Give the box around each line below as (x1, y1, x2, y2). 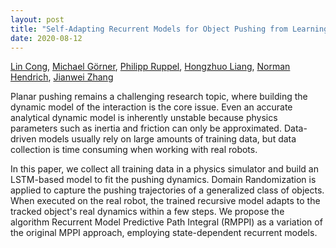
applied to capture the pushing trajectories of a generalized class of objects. (10, 184, 325, 196)
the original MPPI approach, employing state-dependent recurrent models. (10, 227, 318, 239)
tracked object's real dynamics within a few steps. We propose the (10, 206, 285, 218)
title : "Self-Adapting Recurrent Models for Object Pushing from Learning (10, 24, 329, 34)
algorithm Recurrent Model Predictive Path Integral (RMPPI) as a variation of (10, 216, 323, 228)
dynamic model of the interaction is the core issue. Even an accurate (10, 101, 293, 113)
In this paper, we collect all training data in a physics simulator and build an (10, 163, 319, 175)
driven (10, 133, 37, 145)
